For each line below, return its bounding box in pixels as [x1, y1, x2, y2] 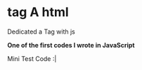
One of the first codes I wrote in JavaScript [7, 41, 135, 49]
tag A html [7, 4, 69, 20]
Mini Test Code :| [7, 54, 57, 63]
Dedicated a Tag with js [7, 27, 75, 36]
